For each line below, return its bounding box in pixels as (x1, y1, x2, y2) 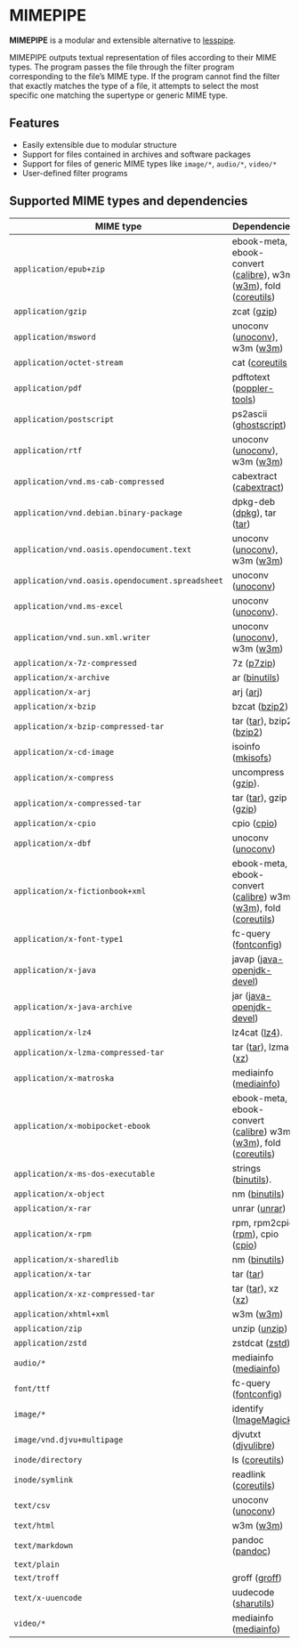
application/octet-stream (13, 357, 124, 368)
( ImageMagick (231, 1413, 293, 1425)
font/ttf (13, 1383, 51, 1393)
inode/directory (13, 1455, 83, 1464)
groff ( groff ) (231, 1571, 283, 1584)
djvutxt (231, 1428, 262, 1440)
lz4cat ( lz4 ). (231, 1026, 283, 1038)
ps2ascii (231, 407, 268, 419)
